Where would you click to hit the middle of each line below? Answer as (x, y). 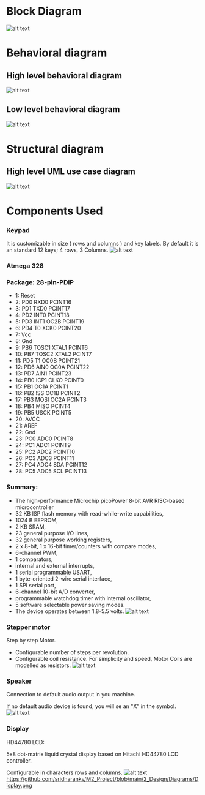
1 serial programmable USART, (53, 572)
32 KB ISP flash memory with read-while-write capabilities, (89, 513)
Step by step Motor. (31, 641)
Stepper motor (28, 627)
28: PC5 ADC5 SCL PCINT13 (51, 471)
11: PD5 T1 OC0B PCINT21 (48, 361)
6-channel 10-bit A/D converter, (55, 592)
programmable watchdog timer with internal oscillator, (83, 598)
